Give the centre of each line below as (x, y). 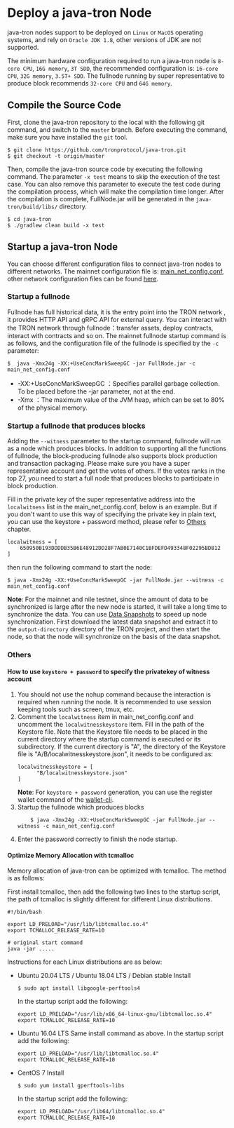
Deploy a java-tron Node (80, 13)
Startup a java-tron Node (63, 247)
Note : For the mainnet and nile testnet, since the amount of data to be (108, 599)
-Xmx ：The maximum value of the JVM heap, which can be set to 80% (121, 399)
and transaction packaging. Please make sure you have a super (99, 464)
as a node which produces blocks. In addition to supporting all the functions (117, 449)
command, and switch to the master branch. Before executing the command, (117, 129)
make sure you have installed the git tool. (68, 137)
